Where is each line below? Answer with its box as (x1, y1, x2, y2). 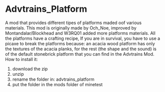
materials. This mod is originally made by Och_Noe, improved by (5, 25, 137, 31)
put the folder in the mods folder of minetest (12, 81, 103, 87)
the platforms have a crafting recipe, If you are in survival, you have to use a (5, 35, 160, 41)
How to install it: (5, 56, 38, 62)
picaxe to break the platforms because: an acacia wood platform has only (5, 40, 155, 46)
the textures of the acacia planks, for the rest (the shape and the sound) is (5, 46, 157, 52)
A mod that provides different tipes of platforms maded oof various (5, 20, 142, 26)
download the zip (12, 65, 48, 72)
